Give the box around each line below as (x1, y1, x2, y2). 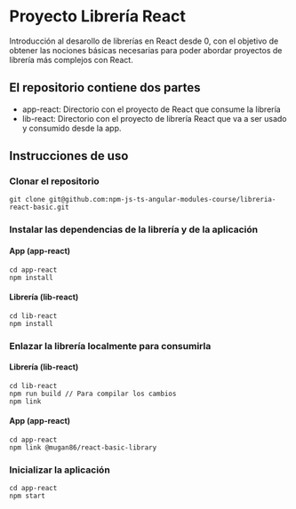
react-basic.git (9, 203, 69, 212)
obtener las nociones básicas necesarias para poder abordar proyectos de (9, 44, 283, 55)
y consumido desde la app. (21, 123, 122, 133)
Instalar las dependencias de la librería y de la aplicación (9, 224, 259, 236)
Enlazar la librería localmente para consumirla (9, 339, 212, 352)
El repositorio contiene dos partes (9, 80, 202, 95)
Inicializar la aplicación (9, 464, 111, 476)
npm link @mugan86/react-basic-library (9, 443, 157, 452)
